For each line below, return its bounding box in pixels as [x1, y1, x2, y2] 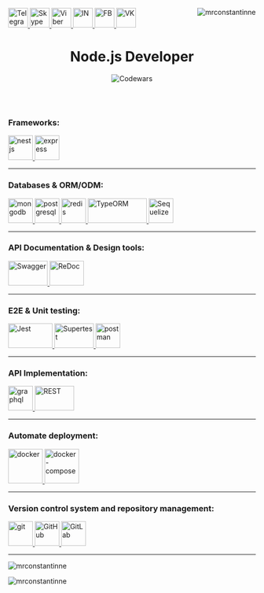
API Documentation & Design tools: [8, 243, 145, 254]
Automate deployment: [8, 430, 98, 441]
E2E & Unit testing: [8, 305, 81, 316]
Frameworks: [8, 117, 60, 128]
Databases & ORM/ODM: [8, 180, 104, 191]
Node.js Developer [70, 48, 194, 66]
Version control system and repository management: [8, 502, 214, 513]
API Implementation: [8, 368, 88, 379]
